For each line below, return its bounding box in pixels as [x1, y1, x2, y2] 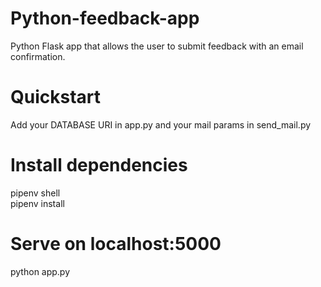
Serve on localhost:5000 [10, 233, 222, 255]
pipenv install [10, 197, 65, 209]
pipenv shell [10, 187, 61, 199]
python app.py [10, 265, 71, 277]
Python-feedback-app [10, 7, 200, 30]
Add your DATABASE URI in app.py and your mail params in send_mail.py [10, 118, 312, 131]
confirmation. [10, 50, 66, 62]
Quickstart [10, 86, 102, 109]
